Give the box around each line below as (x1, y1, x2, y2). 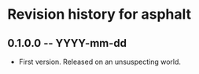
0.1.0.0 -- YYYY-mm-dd (7, 37, 127, 50)
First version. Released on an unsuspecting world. (18, 57, 182, 66)
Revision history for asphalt (7, 5, 192, 23)
